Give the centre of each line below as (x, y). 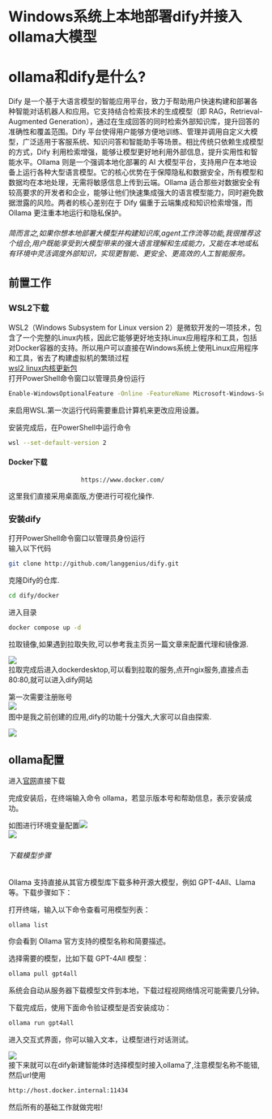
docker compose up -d (45, 627)
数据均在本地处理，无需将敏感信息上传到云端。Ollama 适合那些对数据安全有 (134, 183)
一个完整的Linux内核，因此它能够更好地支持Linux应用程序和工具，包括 (140, 337)
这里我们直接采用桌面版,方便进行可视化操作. (82, 495)
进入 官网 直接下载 (37, 781)
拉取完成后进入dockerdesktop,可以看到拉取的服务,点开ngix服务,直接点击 (129, 669)
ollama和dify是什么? (77, 77)
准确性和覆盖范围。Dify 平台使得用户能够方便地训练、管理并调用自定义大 (130, 132)
